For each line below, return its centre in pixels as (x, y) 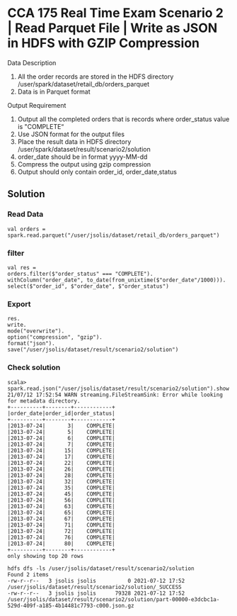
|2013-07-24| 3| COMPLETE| (61, 426)
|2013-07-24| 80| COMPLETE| (61, 544)
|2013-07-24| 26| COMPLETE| (61, 469)
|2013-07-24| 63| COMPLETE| (61, 506)
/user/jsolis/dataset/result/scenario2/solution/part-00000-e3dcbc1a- (114, 599)
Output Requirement (37, 105)
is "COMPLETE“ (41, 126)
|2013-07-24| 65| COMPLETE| (61, 513)
